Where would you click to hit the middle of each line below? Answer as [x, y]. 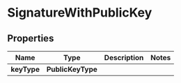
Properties [31, 38]
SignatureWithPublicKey [80, 13]
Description [124, 58]
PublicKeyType [72, 69]
